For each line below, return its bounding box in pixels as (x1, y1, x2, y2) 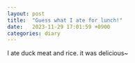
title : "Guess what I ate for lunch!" (7, 17, 123, 24)
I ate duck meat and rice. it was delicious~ (7, 49, 129, 57)
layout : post (7, 10, 45, 17)
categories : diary (7, 29, 61, 37)
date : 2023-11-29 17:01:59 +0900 (7, 23, 111, 30)
